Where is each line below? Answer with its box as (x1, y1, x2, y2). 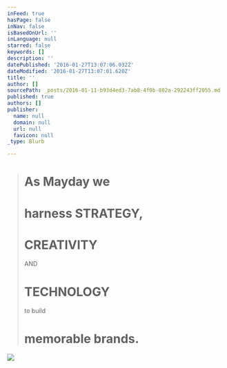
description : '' (7, 55, 54, 62)
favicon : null (13, 132, 54, 139)
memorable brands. (23, 331, 139, 347)
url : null (13, 125, 41, 132)
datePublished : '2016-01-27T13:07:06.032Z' (7, 61, 135, 68)
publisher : (7, 106, 39, 113)
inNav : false (7, 23, 45, 30)
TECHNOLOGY (23, 284, 110, 300)
